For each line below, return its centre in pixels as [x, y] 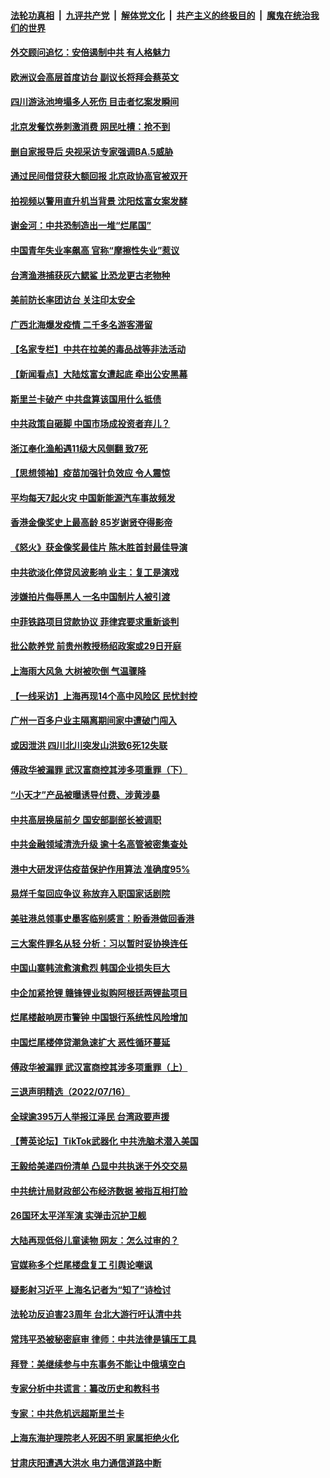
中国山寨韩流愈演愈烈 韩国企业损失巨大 [90, 968]
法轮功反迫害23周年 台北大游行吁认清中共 [96, 1314]
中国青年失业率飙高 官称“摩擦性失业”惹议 [95, 250]
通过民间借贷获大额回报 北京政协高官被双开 [99, 176]
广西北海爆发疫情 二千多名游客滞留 [81, 324]
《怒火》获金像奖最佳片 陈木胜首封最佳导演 [99, 547]
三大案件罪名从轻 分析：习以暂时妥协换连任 [99, 943]
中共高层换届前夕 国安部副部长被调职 [86, 819]
